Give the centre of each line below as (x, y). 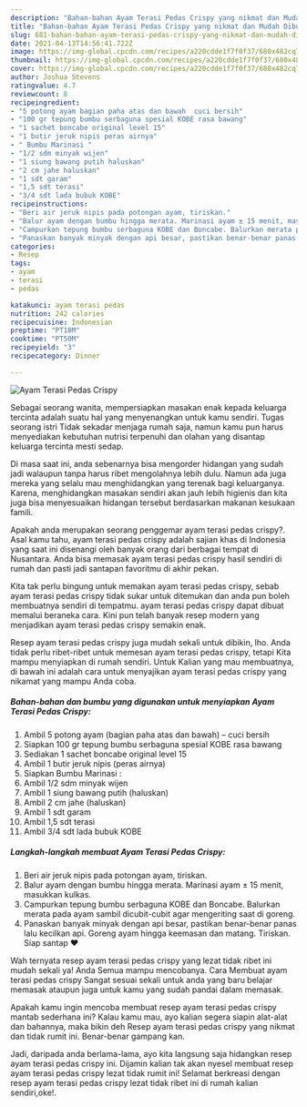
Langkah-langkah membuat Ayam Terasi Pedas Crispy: (118, 852)
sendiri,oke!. (34, 1092)
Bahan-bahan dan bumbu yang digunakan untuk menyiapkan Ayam (143, 702)
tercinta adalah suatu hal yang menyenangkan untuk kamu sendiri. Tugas (148, 417)
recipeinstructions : (50, 204)
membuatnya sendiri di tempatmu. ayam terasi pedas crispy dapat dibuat (148, 605)
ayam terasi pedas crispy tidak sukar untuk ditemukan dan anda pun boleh (150, 595)
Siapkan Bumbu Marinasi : (72, 773)
